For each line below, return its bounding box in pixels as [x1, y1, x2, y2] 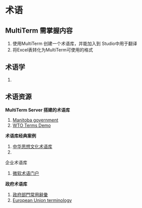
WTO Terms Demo [12, 122, 51, 128]
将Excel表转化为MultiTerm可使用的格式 [12, 47, 93, 53]
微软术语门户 [12, 170, 39, 176]
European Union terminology [12, 197, 72, 203]
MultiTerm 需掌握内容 [5, 26, 73, 35]
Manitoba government [12, 117, 59, 123]
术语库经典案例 [5, 132, 36, 138]
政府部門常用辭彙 [12, 191, 48, 197]
